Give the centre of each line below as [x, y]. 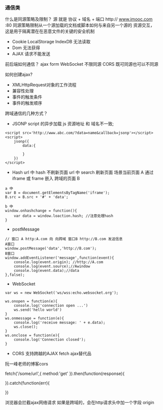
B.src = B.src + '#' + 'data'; [37, 197]
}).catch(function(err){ [27, 383]
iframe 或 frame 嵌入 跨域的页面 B [46, 178]
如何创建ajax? [19, 74]
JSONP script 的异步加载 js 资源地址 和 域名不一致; [63, 124]
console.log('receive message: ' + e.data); [60, 323]
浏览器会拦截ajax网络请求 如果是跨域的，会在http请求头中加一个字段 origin [80, 403]
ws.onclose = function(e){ [32, 336]
